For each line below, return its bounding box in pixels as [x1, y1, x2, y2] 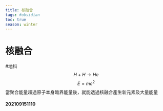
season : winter [5, 21, 38, 27]
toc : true [5, 17, 27, 22]
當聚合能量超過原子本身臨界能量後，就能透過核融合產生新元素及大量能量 [5, 89, 158, 95]
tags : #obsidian [5, 12, 40, 17]
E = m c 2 [77, 80, 95, 86]
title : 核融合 [5, 7, 33, 13]
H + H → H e [73, 72, 99, 78]
